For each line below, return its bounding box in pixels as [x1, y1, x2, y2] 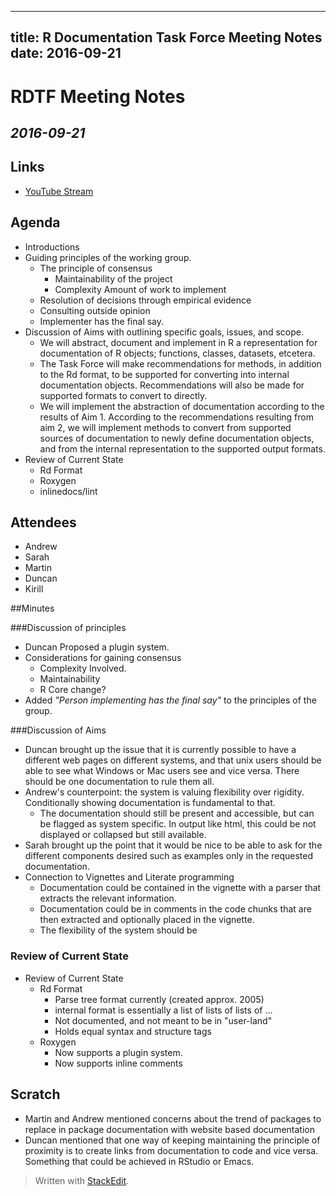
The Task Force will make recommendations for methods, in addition [39, 357, 322, 370]
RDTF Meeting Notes [10, 85, 186, 108]
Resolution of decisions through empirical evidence [39, 294, 252, 306]
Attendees [10, 514, 77, 531]
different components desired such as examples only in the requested [24, 850, 314, 862]
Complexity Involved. [39, 662, 127, 675]
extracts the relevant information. [39, 892, 177, 905]
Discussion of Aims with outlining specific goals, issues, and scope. [24, 326, 305, 338]
